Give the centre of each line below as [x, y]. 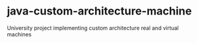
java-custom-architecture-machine [99, 11]
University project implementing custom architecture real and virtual [93, 28]
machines [19, 34]
